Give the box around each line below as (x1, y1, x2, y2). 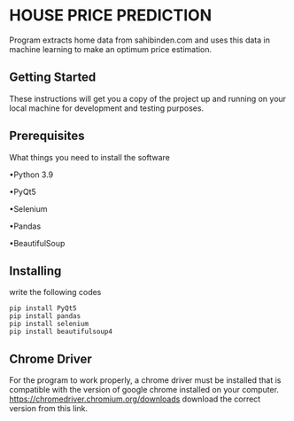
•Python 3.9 (9, 169, 54, 180)
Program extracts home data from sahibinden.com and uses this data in (9, 35, 270, 45)
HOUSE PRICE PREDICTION (9, 5, 213, 26)
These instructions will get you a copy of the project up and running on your (9, 93, 286, 104)
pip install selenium (9, 320, 89, 329)
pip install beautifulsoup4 (9, 327, 113, 337)
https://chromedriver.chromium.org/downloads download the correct (9, 394, 261, 404)
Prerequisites (9, 129, 85, 144)
